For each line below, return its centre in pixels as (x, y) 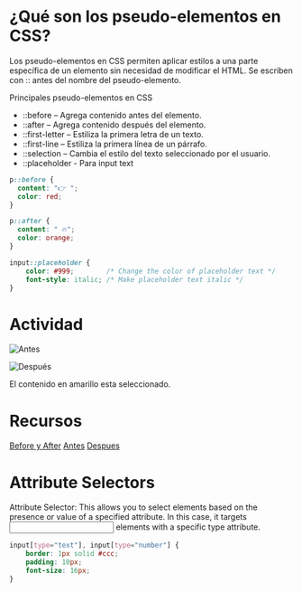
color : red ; (40, 196)
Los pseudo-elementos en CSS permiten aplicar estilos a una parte (134, 61)
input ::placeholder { (50, 263)
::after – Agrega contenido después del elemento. (114, 125)
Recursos (46, 421)
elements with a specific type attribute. (188, 527)
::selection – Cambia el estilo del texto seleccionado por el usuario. (146, 153)
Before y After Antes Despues (64, 446)
